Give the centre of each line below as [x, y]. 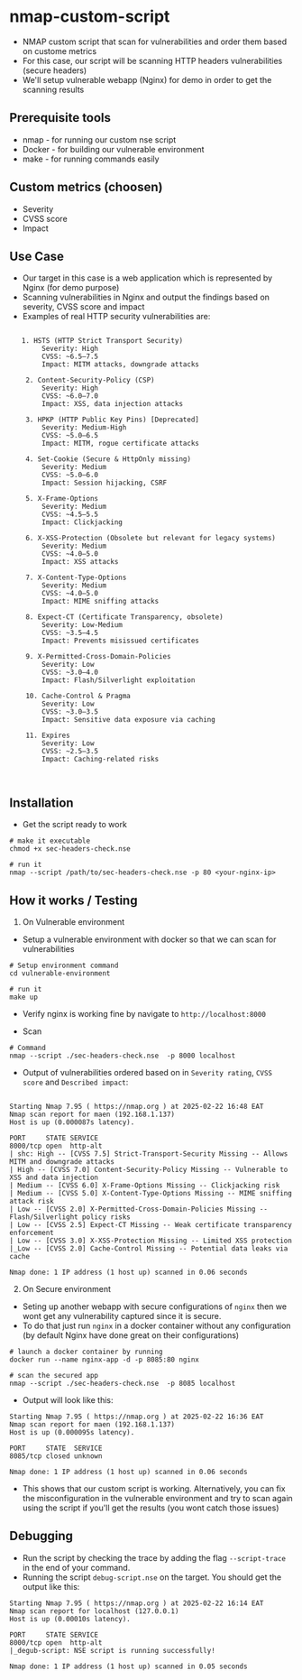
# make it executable [50, 841]
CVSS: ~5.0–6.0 [70, 475]
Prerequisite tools [60, 118]
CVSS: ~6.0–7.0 [70, 396]
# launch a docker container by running [87, 1352]
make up [24, 997]
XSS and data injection [54, 1177]
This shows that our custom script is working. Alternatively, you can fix [154, 1489]
